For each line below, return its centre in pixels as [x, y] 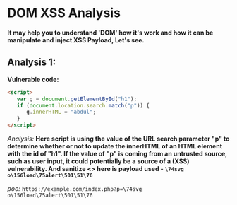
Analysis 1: [32, 63]
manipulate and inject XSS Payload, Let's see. [76, 40]
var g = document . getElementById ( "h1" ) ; [77, 99]
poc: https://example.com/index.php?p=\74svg [75, 188]
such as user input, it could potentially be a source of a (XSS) [98, 161]
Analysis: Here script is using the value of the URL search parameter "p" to [119, 139]
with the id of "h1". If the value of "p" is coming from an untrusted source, [117, 154]
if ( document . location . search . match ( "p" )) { [83, 105]
